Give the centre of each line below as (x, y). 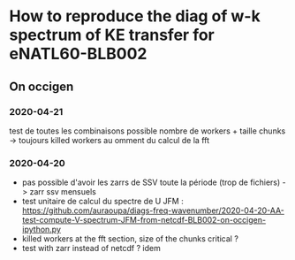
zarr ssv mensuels (63, 192)
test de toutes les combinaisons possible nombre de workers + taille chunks (147, 131)
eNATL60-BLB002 (78, 54)
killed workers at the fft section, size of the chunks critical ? (130, 239)
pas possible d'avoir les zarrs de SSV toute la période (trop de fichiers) (151, 182)
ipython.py (42, 229)
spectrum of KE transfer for (112, 35)
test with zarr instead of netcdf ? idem (91, 249)
